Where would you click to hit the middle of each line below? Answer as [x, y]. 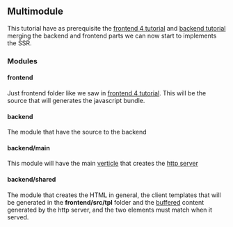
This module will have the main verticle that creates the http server [103, 164]
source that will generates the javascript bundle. [76, 100]
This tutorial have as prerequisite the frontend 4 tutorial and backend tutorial [116, 28]
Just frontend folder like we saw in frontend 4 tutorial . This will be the [107, 93]
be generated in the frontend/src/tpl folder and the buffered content [106, 202]
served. [18, 217]
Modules [23, 61]
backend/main [29, 148]
